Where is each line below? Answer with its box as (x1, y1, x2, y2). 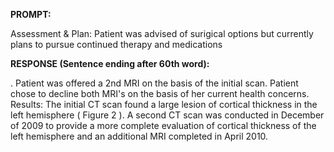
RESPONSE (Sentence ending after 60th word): (10, 58, 210, 69)
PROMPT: (10, 9, 52, 20)
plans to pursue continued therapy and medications (10, 39, 223, 50)
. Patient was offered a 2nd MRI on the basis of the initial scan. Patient (10, 77, 299, 89)
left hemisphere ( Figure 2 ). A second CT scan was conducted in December (10, 109, 325, 121)
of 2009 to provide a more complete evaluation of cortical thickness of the (10, 120, 317, 131)
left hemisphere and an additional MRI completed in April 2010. (10, 130, 269, 142)
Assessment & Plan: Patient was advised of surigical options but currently (10, 28, 314, 39)
